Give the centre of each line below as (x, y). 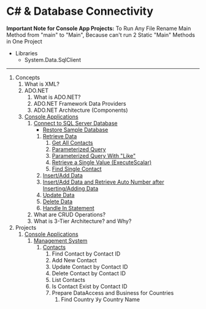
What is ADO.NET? (57, 97)
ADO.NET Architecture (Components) (81, 110)
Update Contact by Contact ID (90, 267)
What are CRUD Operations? (70, 214)
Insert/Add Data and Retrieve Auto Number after (103, 182)
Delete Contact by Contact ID (89, 273)
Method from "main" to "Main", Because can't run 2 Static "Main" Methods (101, 34)
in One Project (25, 41)
